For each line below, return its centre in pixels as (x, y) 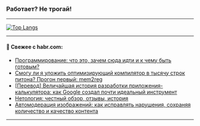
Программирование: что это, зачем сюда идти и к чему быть (93, 60)
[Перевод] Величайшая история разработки (71, 85)
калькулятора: (33, 92)
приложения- (146, 85)
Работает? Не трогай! (39, 9)
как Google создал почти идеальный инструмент (115, 92)
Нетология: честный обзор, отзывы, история (71, 98)
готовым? (27, 66)
